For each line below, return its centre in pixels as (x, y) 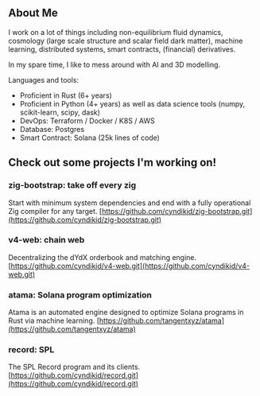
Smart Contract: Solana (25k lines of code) (90, 138)
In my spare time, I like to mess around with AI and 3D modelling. (114, 64)
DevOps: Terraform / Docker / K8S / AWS (87, 120)
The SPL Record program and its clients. (74, 367)
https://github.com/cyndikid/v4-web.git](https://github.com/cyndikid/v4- (130, 266)
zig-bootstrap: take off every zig (72, 185)
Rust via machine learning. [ (54, 320)
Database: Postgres (52, 129)
